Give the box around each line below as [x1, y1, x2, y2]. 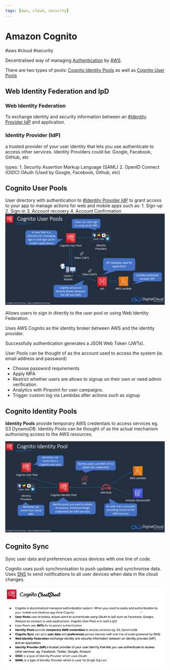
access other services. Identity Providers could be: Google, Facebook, [5, 148, 152, 154]
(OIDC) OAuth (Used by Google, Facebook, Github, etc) [5, 169, 120, 175]
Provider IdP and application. [5, 119, 66, 125]
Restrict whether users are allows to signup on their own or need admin [12, 376, 162, 382]
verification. [12, 381, 38, 387]
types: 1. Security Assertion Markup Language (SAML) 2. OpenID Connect [5, 164, 160, 170]
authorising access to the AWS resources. [5, 431, 93, 438]
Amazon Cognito [5, 30, 77, 42]
